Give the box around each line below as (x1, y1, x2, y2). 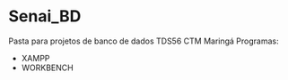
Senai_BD (8, 6, 82, 27)
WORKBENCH (21, 62, 74, 73)
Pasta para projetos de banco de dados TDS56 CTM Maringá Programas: (8, 36, 279, 46)
